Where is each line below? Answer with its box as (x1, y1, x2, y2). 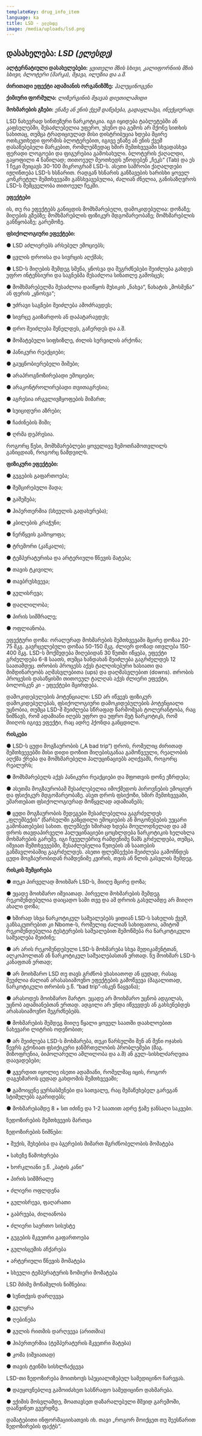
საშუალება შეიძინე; (6, 934, 56, 941)
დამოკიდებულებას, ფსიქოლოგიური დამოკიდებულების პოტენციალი (6, 700, 184, 707)
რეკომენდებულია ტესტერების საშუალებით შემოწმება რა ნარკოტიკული (6, 927, 191, 935)
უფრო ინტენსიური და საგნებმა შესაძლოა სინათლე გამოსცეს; (6, 272, 165, 279)
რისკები (6, 731, 27, 738)
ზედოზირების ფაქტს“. (6, 1423, 62, 1430)
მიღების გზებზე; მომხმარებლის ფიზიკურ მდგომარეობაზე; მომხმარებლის (6, 212, 195, 219)
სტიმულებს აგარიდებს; (6, 1093, 66, 1101)
